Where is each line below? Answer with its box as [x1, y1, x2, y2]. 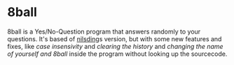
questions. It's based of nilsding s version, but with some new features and [7, 34, 222, 43]
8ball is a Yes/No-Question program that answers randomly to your [7, 27, 201, 36]
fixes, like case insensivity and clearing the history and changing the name [7, 42, 223, 50]
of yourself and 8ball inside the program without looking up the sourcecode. [7, 50, 228, 58]
